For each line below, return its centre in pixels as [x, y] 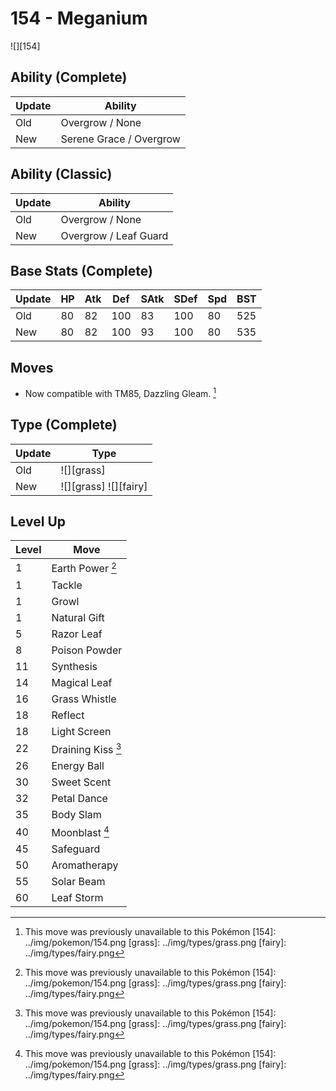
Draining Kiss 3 [86, 748]
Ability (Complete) [69, 77]
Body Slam [76, 815]
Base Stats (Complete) [81, 270]
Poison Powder [87, 650]
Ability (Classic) [61, 174]
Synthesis [74, 666]
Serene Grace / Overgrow [120, 139]
